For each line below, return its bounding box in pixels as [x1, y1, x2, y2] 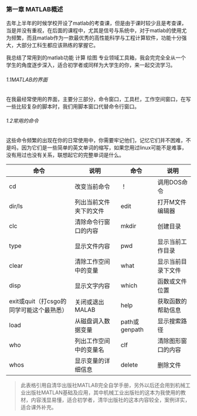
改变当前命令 [74, 182, 110, 190]
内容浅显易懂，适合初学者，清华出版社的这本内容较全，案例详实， [30, 396, 191, 403]
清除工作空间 [74, 257, 110, 266]
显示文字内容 [74, 281, 110, 290]
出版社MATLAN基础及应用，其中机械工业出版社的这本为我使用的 [25, 389, 181, 396]
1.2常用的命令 [6, 118, 39, 125]
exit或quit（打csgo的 [9, 297, 67, 305]
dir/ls [9, 202, 23, 210]
